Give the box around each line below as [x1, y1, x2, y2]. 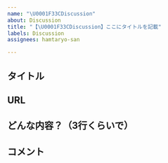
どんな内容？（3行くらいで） [7, 120, 134, 132]
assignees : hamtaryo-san [7, 36, 80, 43]
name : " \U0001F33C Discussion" [7, 10, 96, 17]
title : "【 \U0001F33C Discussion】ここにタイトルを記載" [7, 23, 162, 30]
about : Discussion [7, 17, 61, 24]
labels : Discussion [7, 29, 65, 37]
